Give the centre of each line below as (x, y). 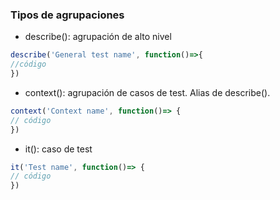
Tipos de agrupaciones (67, 15)
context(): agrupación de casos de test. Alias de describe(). (147, 92)
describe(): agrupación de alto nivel (98, 37)
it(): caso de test (58, 149)
